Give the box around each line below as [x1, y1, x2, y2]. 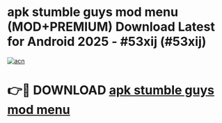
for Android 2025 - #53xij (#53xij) [7, 34, 207, 49]
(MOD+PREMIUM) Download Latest [7, 19, 216, 35]
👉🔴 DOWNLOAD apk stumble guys [7, 83, 214, 98]
